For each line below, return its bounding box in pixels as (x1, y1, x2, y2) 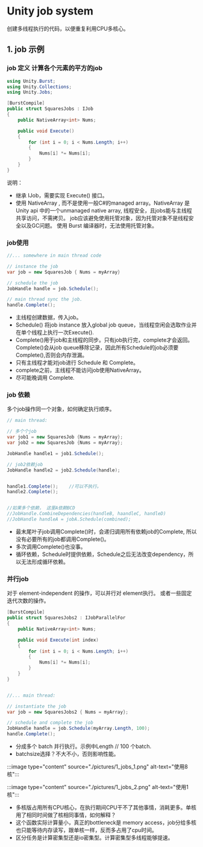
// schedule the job (7, 280, 59, 286)
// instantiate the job (7, 703, 67, 709)
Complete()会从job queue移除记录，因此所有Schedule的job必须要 (15, 344, 179, 351)
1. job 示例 (7, 44, 45, 55)
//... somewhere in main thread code (7, 252, 102, 259)
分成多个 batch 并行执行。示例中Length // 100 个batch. (15, 743, 152, 750)
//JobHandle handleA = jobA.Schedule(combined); (7, 516, 131, 523)
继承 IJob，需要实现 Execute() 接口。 (15, 191, 108, 199)
